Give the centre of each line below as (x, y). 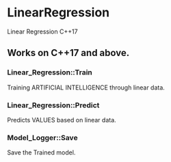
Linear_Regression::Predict (53, 105)
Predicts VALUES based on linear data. (62, 120)
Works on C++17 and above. (68, 53)
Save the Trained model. (41, 152)
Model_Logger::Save (42, 137)
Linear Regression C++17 (42, 31)
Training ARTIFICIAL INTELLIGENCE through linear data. (86, 87)
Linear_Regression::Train (50, 72)
